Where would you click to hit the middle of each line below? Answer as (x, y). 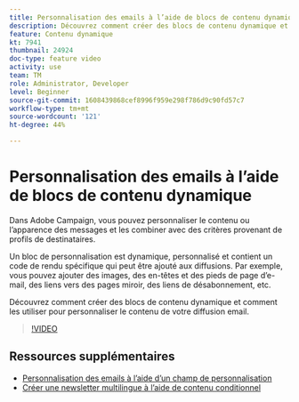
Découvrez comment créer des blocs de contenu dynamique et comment (143, 301)
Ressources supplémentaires (92, 357)
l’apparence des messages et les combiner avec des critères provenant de (146, 229)
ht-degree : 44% (37, 125)
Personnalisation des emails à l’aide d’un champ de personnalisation (147, 378)
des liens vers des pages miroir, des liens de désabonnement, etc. (149, 285)
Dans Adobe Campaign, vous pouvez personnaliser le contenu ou (129, 220)
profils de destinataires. (53, 239)
